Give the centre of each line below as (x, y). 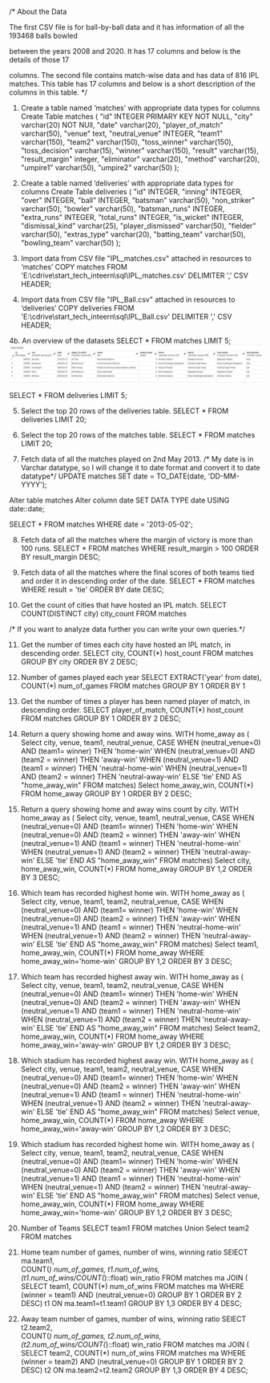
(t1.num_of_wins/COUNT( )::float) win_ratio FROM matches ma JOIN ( (134, 1277)
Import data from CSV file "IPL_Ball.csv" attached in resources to (128, 299)
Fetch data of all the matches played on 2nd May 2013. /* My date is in (137, 459)
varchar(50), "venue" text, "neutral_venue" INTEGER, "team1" (122, 133)
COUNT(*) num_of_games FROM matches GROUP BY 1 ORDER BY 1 (133, 685)
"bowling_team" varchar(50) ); (71, 243)
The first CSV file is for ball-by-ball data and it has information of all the (127, 27)
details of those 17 (39, 60)
